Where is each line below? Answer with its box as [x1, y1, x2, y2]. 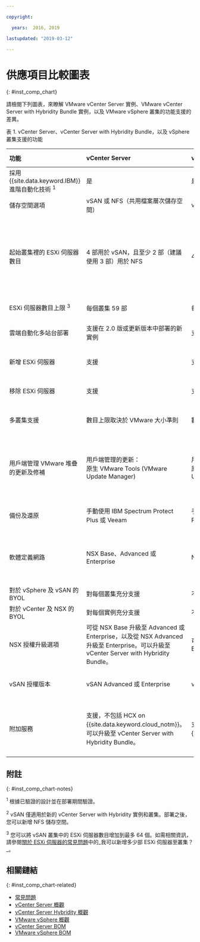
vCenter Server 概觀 [14, 901, 64, 909]
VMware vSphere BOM [14, 929, 71, 937]
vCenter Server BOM [14, 923, 67, 930]
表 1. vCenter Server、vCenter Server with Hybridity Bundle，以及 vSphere [6, 128, 190, 135]
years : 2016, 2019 [11, 24, 60, 30]
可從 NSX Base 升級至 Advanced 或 [86, 623, 185, 631]
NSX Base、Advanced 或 [86, 549, 157, 558]
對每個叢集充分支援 [86, 589, 140, 598]
